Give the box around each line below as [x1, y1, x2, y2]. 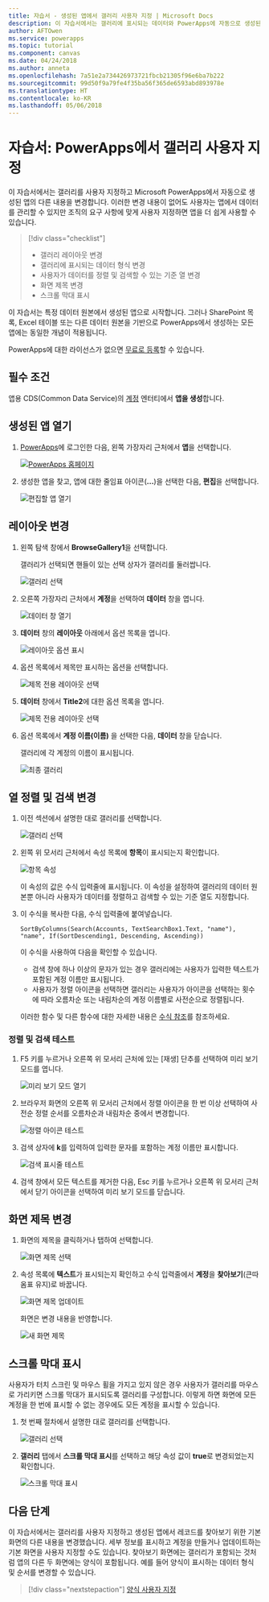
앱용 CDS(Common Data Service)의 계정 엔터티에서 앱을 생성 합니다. [8, 393, 225, 403]
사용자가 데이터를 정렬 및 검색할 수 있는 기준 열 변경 [39, 271, 201, 280]
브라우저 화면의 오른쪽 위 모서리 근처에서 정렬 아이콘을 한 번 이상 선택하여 [19, 1098, 250, 1107]
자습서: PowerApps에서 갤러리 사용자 [8, 139, 245, 157]
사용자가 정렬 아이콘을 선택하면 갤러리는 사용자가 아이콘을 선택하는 [31, 984, 241, 995]
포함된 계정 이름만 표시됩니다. [31, 975, 124, 984]
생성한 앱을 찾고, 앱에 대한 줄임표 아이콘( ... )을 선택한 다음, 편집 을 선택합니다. [19, 476, 259, 486]
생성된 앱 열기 [8, 420, 72, 433]
